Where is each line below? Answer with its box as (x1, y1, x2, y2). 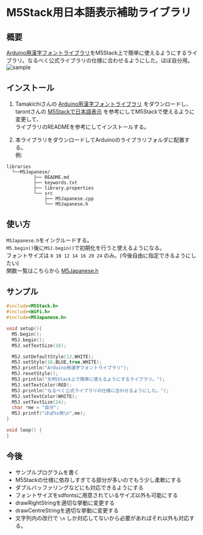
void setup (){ (6, 326, 43, 332)
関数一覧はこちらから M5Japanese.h (6, 267, 99, 274)
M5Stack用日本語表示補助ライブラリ (6, 5, 192, 20)
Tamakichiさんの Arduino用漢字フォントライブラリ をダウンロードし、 (15, 100, 192, 107)
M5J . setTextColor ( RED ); (12, 382, 72, 388)
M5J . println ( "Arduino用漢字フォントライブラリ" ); (12, 365, 129, 371)
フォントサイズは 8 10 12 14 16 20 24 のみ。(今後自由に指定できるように (6, 252, 191, 259)
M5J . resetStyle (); (12, 371, 59, 377)
